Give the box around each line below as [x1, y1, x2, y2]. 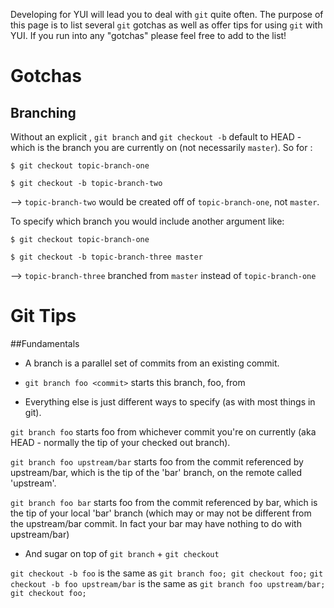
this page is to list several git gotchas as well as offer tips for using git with [10, 19, 323, 31]
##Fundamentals [10, 337, 80, 349]
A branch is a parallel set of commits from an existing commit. [24, 357, 280, 369]
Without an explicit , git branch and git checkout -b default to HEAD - [10, 131, 302, 143]
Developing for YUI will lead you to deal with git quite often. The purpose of [10, 9, 324, 20]
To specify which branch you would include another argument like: [10, 215, 285, 227]
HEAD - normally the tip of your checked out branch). [10, 436, 231, 448]
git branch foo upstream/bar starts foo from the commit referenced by [10, 455, 304, 468]
